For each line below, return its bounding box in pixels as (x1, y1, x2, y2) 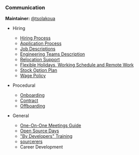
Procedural (12, 82, 36, 88)
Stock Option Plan (20, 67, 58, 73)
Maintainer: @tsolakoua (5, 16, 56, 22)
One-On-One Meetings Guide (20, 123, 81, 129)
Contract (20, 97, 39, 104)
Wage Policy (20, 73, 46, 79)
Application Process (20, 40, 62, 46)
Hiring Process (20, 35, 51, 41)
